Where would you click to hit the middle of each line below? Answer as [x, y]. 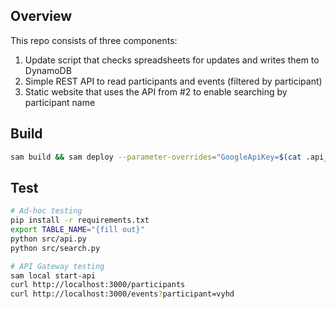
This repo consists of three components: [94, 40]
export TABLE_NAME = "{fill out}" [77, 230]
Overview [41, 16]
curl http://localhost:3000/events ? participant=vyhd [122, 294]
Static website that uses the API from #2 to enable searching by [156, 91]
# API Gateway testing [57, 266]
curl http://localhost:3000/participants [98, 285]
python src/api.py [48, 239]
